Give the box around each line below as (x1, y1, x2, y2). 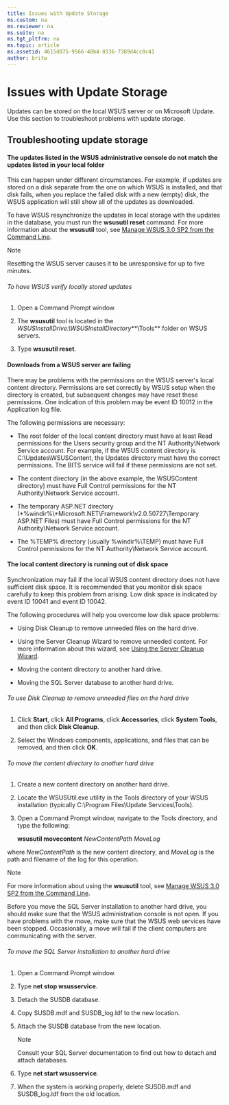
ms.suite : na (7, 29, 45, 36)
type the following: (16, 822, 70, 830)
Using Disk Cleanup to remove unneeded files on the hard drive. (16, 624, 199, 632)
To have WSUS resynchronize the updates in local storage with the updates (7, 211, 221, 220)
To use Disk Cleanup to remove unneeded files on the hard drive (7, 694, 190, 702)
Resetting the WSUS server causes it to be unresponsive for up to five (7, 259, 205, 268)
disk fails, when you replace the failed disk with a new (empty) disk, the (7, 190, 209, 199)
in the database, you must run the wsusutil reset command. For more (7, 218, 204, 226)
